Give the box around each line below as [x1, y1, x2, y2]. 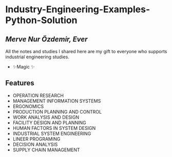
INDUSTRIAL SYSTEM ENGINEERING [12, 130, 91, 137]
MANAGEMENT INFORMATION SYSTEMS [12, 98, 101, 104]
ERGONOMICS [12, 103, 44, 109]
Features [5, 79, 34, 87]
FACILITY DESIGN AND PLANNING [12, 119, 86, 126]
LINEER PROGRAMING [12, 136, 61, 142]
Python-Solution [5, 14, 78, 26]
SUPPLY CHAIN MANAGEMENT [12, 147, 81, 153]
